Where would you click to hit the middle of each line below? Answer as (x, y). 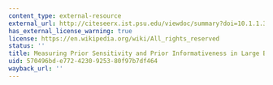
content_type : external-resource (65, 16)
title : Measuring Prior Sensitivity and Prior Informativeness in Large (134, 53)
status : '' (27, 46)
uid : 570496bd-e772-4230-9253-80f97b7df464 (83, 62)
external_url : (32, 23)
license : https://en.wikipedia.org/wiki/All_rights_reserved (114, 38)
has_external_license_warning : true (70, 31)
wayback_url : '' (36, 69)
